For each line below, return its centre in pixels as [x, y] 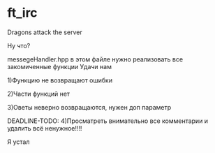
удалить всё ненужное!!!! [45, 128]
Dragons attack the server [45, 32]
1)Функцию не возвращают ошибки [60, 80]
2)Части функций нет [39, 94]
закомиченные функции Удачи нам [59, 66]
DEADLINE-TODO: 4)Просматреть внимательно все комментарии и [107, 121]
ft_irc [22, 13]
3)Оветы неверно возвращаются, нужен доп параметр [89, 107]
